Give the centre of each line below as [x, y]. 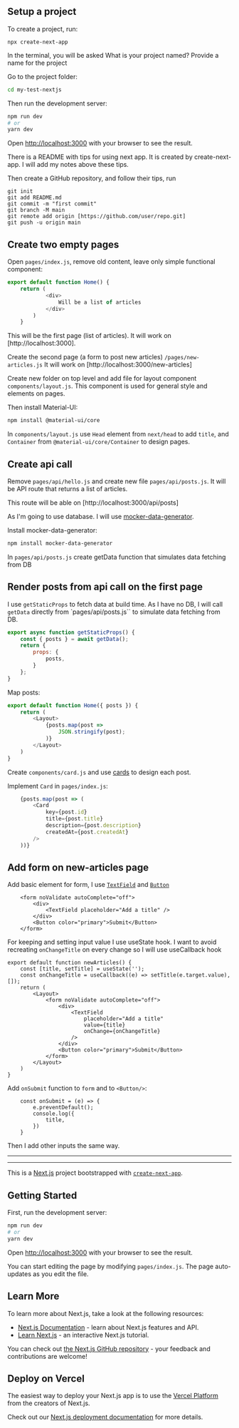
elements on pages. [36, 394]
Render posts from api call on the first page [105, 587]
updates [20, 1274]
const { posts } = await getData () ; [75, 639]
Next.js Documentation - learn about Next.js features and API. [108, 1327]
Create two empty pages [63, 244]
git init [20, 192]
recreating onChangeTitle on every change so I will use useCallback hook [115, 950]
